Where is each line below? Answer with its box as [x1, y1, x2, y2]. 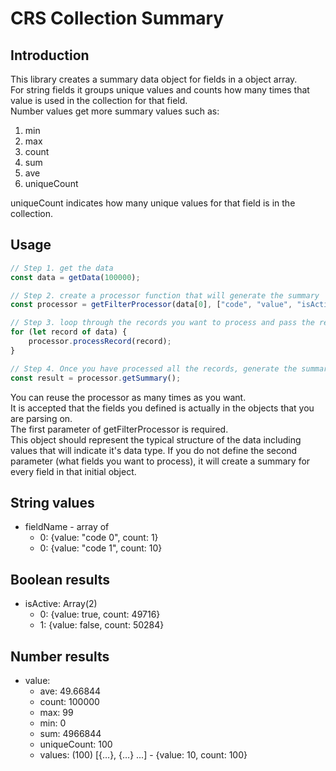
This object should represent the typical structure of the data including [10, 433, 302, 446]
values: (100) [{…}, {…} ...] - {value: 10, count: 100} [39, 749, 248, 761]
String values [10, 494, 95, 511]
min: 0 [39, 717, 67, 729]
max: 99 [39, 707, 74, 718]
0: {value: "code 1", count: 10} [39, 542, 163, 554]
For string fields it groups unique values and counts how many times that [10, 84, 310, 96]
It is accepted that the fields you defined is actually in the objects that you [10, 402, 315, 414]
